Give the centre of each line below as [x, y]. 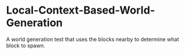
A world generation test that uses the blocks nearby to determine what [93, 39]
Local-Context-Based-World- [81, 10]
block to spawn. [26, 46]
